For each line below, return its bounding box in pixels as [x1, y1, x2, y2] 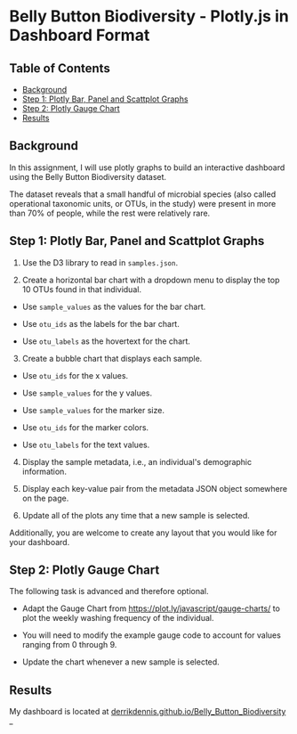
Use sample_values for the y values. [21, 387, 153, 398]
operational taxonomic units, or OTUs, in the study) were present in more [9, 198, 277, 208]
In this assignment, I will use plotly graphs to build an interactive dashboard [9, 162, 285, 173]
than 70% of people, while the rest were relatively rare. [9, 208, 211, 218]
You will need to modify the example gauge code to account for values [21, 630, 282, 640]
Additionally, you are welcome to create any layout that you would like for [9, 527, 277, 538]
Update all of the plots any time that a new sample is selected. [21, 510, 251, 520]
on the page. [21, 493, 69, 503]
